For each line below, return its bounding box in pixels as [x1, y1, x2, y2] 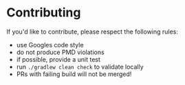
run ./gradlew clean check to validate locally [16, 62, 144, 71]
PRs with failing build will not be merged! [16, 70, 132, 78]
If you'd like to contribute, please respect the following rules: [6, 27, 178, 36]
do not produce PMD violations [16, 48, 105, 56]
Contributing [6, 5, 81, 21]
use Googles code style [16, 40, 84, 49]
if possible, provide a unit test [16, 55, 101, 63]
